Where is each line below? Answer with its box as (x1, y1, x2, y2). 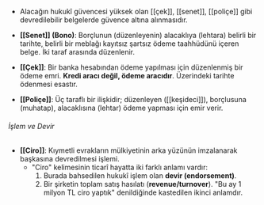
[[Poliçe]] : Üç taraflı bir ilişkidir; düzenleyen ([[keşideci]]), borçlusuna (19, 95, 247, 104)
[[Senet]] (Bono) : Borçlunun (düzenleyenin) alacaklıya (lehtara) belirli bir (19, 31, 257, 40)
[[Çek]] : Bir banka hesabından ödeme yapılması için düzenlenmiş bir (19, 63, 243, 72)
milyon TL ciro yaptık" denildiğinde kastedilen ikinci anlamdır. (43, 188, 243, 197)
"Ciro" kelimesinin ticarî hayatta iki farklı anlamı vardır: (31, 162, 209, 173)
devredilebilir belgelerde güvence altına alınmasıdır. (19, 15, 188, 25)
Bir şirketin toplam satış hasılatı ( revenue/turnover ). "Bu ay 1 (43, 180, 242, 189)
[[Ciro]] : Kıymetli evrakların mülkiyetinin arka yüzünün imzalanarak (19, 146, 238, 155)
